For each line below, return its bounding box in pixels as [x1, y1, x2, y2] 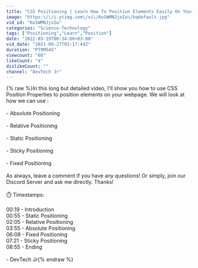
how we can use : [6, 98, 49, 105]
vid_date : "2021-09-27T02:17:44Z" [6, 42, 91, 48]
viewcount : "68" [6, 52, 46, 58]
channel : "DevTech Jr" [6, 69, 62, 75]
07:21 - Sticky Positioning [6, 237, 68, 244]
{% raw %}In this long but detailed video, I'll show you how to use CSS [6, 85, 178, 92]
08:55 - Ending [6, 243, 42, 250]
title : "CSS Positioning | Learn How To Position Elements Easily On [6, 8, 181, 15]
